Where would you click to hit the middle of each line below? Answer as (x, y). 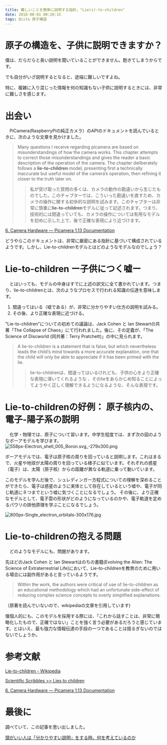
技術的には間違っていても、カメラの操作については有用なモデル (95, 214)
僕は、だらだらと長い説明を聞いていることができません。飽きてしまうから (82, 60)
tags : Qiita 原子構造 (26, 19)
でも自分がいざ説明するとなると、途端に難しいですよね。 (64, 77)
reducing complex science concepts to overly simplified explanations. (89, 595)
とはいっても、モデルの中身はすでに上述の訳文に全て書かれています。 (81, 284)
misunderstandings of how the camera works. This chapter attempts (87, 152)
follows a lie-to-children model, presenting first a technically (80, 168)
